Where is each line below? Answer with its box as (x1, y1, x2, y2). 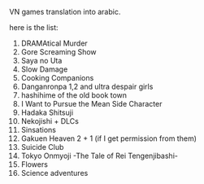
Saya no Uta (20, 56, 63, 65)
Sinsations (20, 125, 56, 134)
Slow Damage (20, 64, 68, 74)
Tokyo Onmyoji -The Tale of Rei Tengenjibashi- (20, 151, 178, 160)
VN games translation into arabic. (9, 7, 121, 16)
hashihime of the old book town (20, 90, 128, 100)
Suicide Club (20, 142, 64, 151)
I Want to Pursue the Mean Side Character (20, 99, 163, 108)
